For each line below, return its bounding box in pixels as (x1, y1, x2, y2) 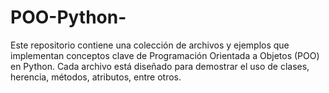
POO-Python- (10, 6, 127, 29)
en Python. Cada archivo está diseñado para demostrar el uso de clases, (10, 60, 310, 72)
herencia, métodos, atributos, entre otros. (10, 71, 182, 83)
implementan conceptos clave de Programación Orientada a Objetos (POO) (10, 49, 320, 61)
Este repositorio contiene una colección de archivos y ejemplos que (10, 39, 290, 51)
